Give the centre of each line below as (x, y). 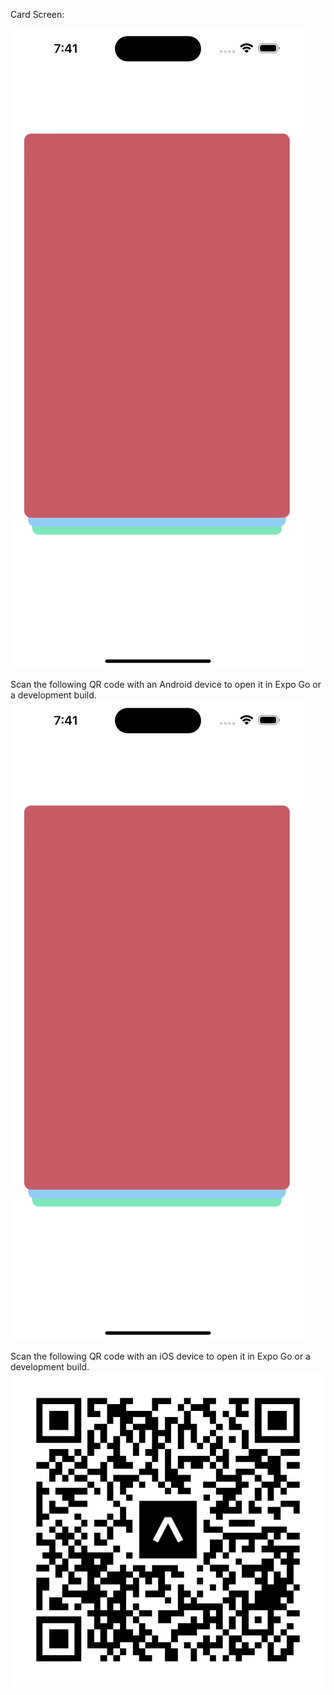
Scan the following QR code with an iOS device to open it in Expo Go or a (160, 1356)
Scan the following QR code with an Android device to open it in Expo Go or (166, 684)
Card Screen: (37, 14)
